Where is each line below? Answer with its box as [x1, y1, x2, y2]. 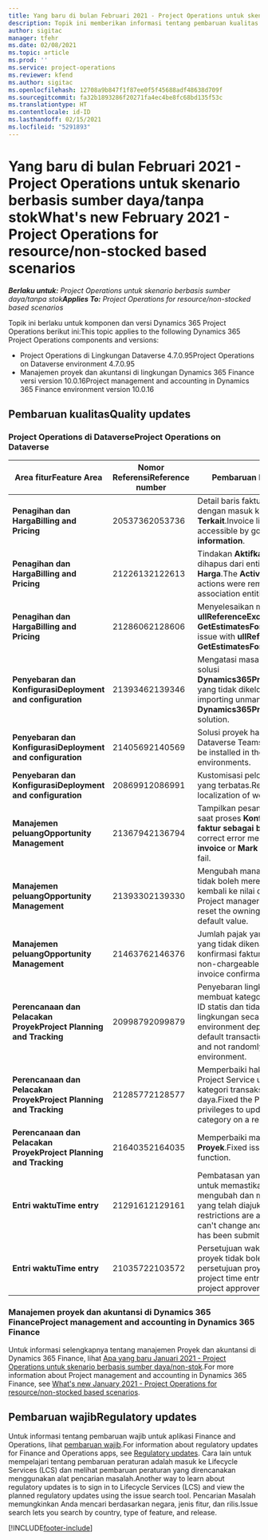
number [135, 482, 167, 493]
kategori [197, 1084, 229, 1095]
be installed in [197, 747, 250, 758]
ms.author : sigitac [8, 78, 73, 86]
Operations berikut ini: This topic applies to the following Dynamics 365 [8, 327, 241, 336]
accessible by [197, 525, 250, 536]
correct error [197, 833, 246, 844]
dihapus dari [197, 558, 245, 569]
